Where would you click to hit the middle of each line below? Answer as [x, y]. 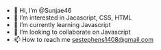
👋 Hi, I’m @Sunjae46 [42, 10]
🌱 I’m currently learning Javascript [62, 25]
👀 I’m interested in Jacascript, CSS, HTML [73, 18]
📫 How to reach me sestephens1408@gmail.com [84, 40]
